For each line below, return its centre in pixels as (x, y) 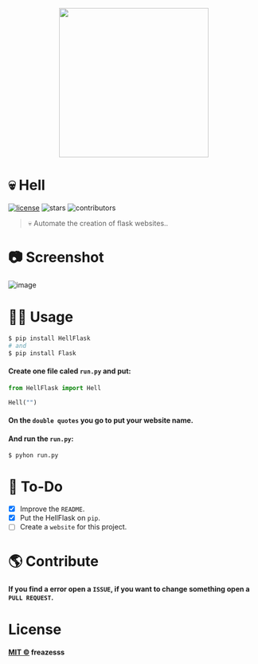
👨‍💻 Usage (41, 317)
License (35, 630)
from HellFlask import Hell (55, 388)
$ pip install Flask (43, 353)
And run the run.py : (41, 439)
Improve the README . (52, 509)
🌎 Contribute (54, 561)
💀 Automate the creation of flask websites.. (98, 223)
